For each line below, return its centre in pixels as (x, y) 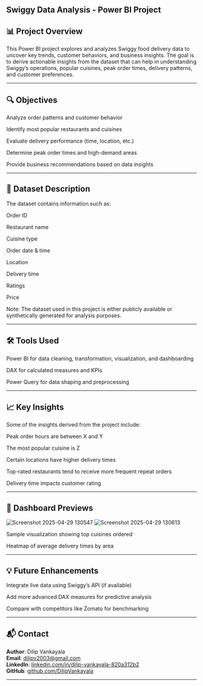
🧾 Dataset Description (48, 189)
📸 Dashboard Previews (50, 508)
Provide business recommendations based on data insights (80, 164)
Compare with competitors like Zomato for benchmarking (78, 609)
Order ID (17, 215)
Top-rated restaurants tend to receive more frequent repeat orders (89, 471)
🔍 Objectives (32, 100)
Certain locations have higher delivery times (61, 460)
